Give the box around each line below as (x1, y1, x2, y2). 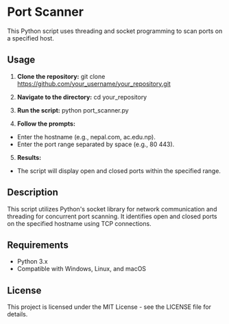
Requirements (7, 239, 69, 251)
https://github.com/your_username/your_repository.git (16, 80, 171, 88)
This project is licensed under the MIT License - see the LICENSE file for (7, 303, 211, 311)
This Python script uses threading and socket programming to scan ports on (7, 27, 223, 35)
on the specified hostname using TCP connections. (7, 219, 152, 227)
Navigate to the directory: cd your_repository (16, 93, 147, 101)
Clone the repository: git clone (16, 72, 106, 80)
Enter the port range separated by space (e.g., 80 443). (16, 140, 175, 148)
